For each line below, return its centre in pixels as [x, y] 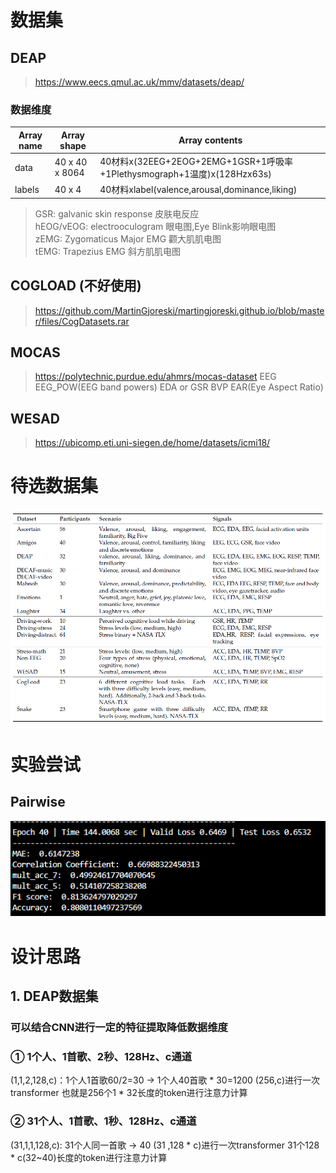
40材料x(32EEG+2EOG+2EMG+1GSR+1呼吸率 [196, 162]
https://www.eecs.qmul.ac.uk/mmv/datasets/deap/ [139, 82]
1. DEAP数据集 [54, 996]
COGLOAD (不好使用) [76, 286]
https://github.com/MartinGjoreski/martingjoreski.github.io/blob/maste [179, 310]
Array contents [210, 140]
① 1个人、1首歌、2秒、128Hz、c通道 [101, 1056]
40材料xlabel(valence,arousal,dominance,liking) [198, 190]
